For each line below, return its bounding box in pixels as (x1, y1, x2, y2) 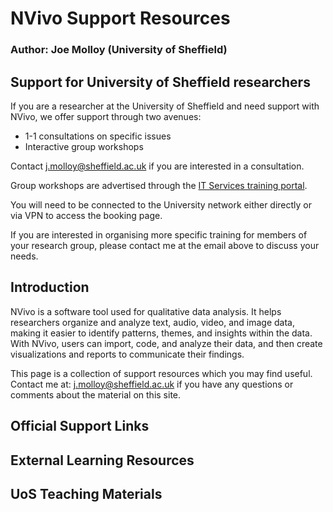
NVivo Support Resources (10, 7, 231, 30)
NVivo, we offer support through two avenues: (10, 110, 202, 122)
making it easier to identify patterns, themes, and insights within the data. (10, 327, 313, 339)
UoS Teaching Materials (10, 485, 163, 502)
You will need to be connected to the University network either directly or (10, 198, 313, 211)
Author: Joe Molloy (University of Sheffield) (10, 43, 228, 57)
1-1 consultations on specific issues (24, 130, 172, 142)
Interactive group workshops (24, 140, 144, 152)
